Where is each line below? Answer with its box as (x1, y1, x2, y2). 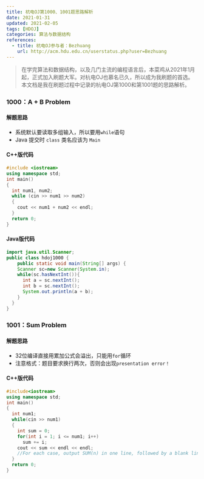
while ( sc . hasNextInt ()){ (17, 271, 80, 278)
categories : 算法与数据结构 (6, 32, 71, 38)
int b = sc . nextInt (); (22, 283, 80, 289)
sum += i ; (22, 439, 47, 445)
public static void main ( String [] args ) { (17, 260, 126, 267)
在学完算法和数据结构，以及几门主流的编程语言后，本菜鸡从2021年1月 (21, 66, 195, 73)
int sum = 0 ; (17, 427, 50, 434)
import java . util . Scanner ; (6, 249, 75, 255)
